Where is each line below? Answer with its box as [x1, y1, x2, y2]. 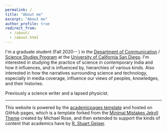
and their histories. [5, 80, 44, 86]
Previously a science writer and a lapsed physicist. [5, 90, 109, 96]
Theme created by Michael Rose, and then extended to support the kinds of [5, 115, 161, 121]
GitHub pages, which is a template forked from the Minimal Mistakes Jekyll [5, 110, 159, 116]
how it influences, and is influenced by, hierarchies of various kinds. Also [5, 64, 155, 70]
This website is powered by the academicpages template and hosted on [5, 104, 153, 110]
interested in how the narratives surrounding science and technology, [5, 70, 148, 76]
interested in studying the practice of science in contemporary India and [5, 59, 153, 65]
